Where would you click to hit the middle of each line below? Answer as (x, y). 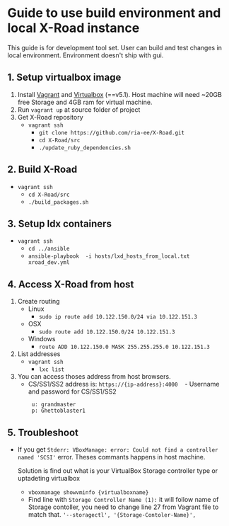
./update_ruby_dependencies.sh (84, 148)
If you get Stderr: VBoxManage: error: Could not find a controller (118, 450)
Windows (42, 339)
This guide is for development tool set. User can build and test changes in (115, 47)
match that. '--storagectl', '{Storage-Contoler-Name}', (112, 514)
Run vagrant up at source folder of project (79, 109)
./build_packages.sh (58, 202)
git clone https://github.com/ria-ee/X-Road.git (112, 132)
